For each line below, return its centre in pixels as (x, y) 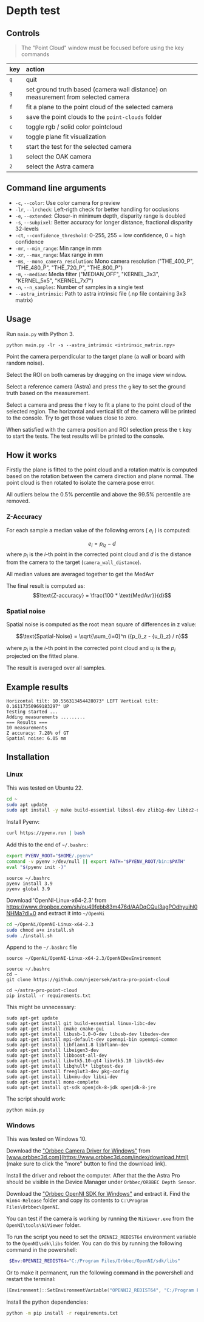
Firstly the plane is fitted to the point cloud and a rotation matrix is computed (102, 470)
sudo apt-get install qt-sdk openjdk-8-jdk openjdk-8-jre (81, 1088)
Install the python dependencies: (47, 1302)
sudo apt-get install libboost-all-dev (57, 1056)
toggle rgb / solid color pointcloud (74, 127)
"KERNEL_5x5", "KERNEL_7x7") (54, 280)
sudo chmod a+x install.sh (40, 930)
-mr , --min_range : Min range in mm (58, 248)
